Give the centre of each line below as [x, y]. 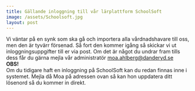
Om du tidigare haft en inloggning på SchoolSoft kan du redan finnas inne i [97, 70]
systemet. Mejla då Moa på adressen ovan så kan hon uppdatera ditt [89, 76]
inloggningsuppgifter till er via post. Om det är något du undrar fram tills [93, 52]
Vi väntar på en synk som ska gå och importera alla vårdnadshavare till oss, [98, 39]
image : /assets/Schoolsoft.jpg [44, 17]
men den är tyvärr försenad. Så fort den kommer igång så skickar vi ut [91, 45]
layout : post [22, 22]
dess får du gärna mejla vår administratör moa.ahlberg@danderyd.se [90, 58]
